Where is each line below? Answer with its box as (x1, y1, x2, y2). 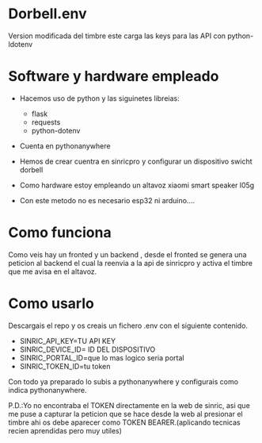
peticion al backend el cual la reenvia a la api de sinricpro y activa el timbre (8, 258, 253, 268)
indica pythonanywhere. (8, 385, 87, 395)
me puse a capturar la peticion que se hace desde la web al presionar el (8, 409, 243, 418)
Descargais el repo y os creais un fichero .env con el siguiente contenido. (8, 321, 248, 330)
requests (31, 117, 61, 127)
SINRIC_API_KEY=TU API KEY (19, 336, 116, 345)
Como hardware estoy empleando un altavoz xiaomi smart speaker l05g (19, 180, 255, 190)
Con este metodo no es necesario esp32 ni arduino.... (19, 195, 196, 205)
